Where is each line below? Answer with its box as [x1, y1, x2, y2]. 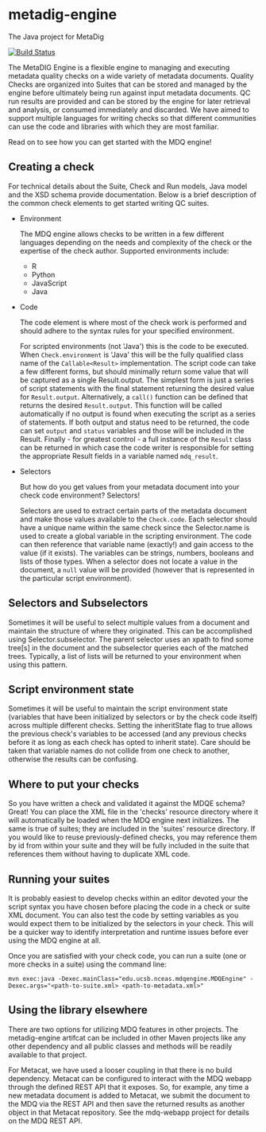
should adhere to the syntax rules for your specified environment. [19, 326, 234, 335]
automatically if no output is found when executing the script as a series [19, 409, 256, 418]
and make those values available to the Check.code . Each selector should [19, 514, 257, 524]
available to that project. [8, 1049, 87, 1059]
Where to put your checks [8, 777, 140, 791]
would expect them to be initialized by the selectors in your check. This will [8, 919, 254, 928]
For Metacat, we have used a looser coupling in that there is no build [8, 1065, 233, 1075]
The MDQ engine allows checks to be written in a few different [19, 229, 225, 238]
